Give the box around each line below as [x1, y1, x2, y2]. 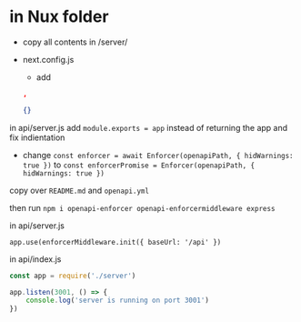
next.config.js [22, 54, 75, 65]
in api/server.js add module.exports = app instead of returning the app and [9, 122, 288, 133]
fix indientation [9, 132, 65, 143]
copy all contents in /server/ [22, 36, 128, 47]
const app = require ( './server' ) [9, 271, 136, 280]
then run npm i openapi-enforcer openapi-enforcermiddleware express [9, 202, 276, 213]
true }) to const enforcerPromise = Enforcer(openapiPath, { [22, 159, 256, 170]
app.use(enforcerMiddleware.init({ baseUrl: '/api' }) [9, 237, 222, 247]
